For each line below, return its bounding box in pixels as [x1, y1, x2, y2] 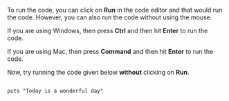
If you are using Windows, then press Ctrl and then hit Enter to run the [7, 27, 208, 35]
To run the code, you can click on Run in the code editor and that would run [7, 6, 223, 14]
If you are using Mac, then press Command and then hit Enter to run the [7, 48, 214, 55]
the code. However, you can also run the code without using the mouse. [7, 13, 212, 21]
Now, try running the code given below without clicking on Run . [7, 68, 190, 76]
